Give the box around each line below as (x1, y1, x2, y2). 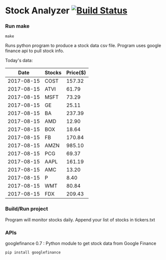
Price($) (66, 69, 86, 76)
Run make (5, 23, 30, 30)
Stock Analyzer (5, 5, 70, 16)
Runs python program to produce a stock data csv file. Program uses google (5, 43, 162, 49)
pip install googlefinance (5, 250, 61, 255)
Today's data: (5, 58, 33, 64)
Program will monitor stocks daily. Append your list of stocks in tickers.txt (5, 216, 155, 223)
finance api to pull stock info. (5, 48, 64, 54)
